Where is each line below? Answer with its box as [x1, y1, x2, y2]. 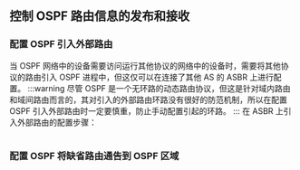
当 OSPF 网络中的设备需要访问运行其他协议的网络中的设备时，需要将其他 [9, 60, 281, 71]
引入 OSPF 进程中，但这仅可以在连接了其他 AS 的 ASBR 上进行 [40, 71, 274, 82]
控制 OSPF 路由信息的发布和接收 [9, 8, 190, 24]
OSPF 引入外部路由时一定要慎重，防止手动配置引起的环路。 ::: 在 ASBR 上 [9, 105, 284, 116]
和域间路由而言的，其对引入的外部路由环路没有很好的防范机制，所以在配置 [9, 94, 287, 105]
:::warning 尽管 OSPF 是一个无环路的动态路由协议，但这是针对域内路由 [26, 82, 292, 93]
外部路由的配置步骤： [16, 117, 97, 127]
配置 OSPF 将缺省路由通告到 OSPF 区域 [9, 149, 179, 162]
